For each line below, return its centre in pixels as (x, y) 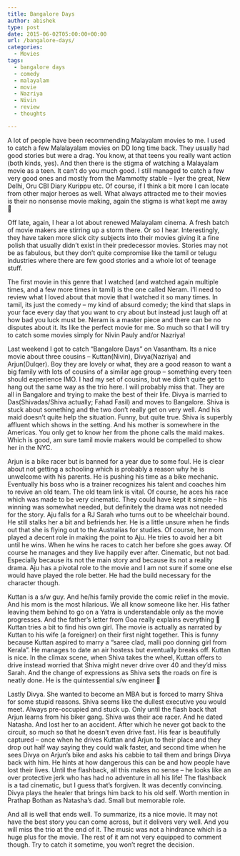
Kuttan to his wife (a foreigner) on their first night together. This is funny (113, 634)
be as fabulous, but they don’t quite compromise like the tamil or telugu (112, 253)
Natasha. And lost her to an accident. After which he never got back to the (117, 724)
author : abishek (31, 21)
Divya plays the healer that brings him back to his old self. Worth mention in (119, 792)
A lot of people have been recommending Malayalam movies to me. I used (116, 140)
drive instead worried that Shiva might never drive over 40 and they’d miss (117, 665)
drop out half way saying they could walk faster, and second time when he (117, 747)
